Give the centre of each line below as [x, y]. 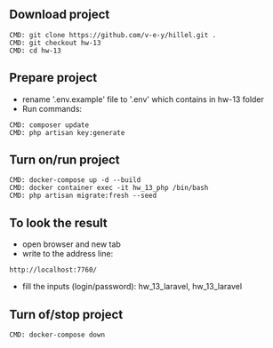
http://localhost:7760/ [53, 270]
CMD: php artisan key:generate [67, 132]
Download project [60, 15]
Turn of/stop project [66, 314]
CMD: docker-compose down [57, 335]
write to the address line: [68, 254]
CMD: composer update [49, 125]
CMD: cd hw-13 [36, 51]
